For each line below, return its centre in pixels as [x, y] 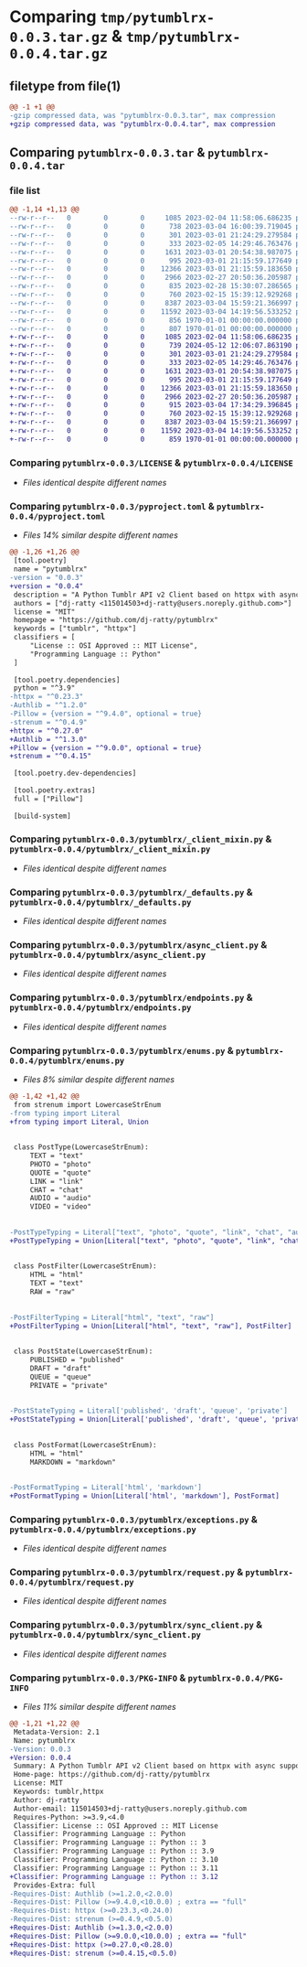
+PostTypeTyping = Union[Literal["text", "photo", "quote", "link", [143, 1241]
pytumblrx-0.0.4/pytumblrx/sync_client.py [105, 1635]
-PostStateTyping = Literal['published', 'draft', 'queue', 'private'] [148, 1411]
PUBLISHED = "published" [77, 1360]
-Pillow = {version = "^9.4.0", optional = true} [106, 714]
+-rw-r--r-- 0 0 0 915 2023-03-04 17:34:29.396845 [151, 405]
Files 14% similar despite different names [100, 535]
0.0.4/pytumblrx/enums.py [67, 1060]
